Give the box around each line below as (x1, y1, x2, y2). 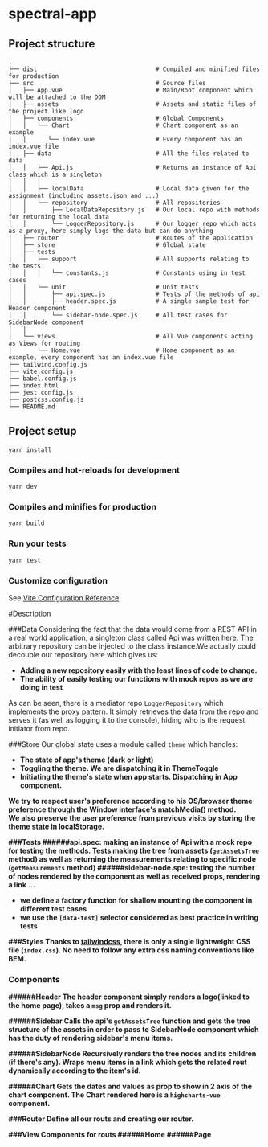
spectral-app (8, 5, 98, 23)
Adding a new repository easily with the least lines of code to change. (19, 666, 258, 675)
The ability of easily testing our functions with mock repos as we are (19, 674, 253, 683)
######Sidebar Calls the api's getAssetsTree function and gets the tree (8, 1016, 251, 1026)
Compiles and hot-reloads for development (8, 464, 181, 475)
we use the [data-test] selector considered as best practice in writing (19, 913, 259, 922)
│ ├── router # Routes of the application (8, 234, 253, 242)
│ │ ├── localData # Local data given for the (8, 185, 250, 193)
